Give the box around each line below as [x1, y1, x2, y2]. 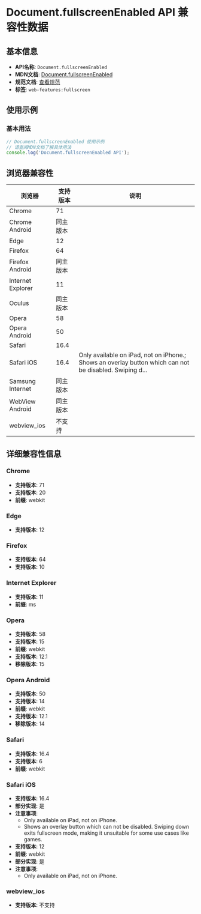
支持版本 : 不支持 [14, 901, 55, 909]
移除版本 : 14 [14, 720, 45, 727]
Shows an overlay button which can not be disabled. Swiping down [23, 823, 190, 830]
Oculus [9, 299, 29, 307]
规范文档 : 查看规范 [14, 79, 60, 85]
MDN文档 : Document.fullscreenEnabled [14, 71, 113, 78]
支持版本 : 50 [14, 690, 46, 697]
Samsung [9, 377, 36, 386]
